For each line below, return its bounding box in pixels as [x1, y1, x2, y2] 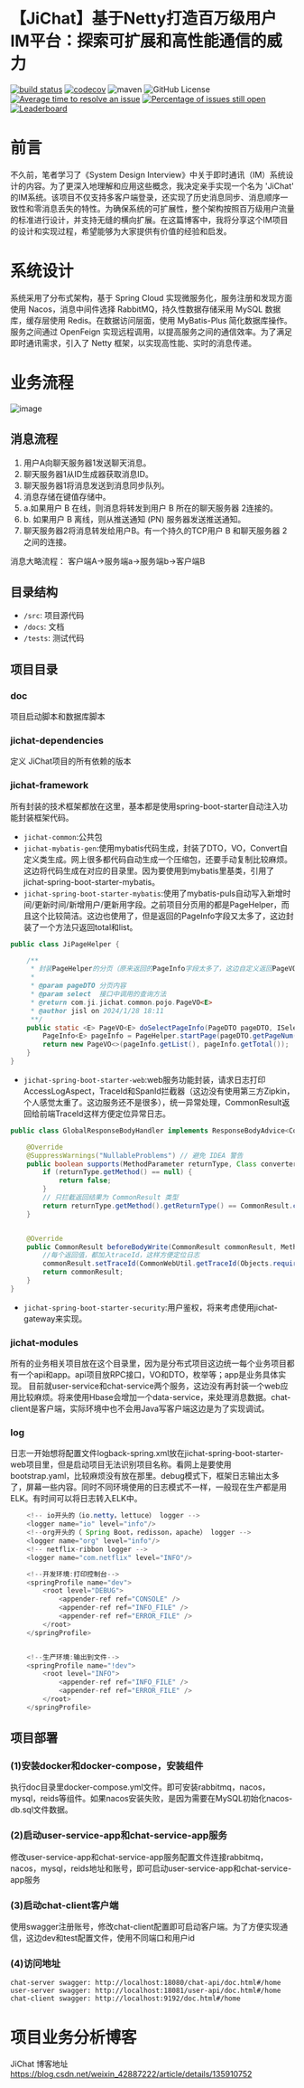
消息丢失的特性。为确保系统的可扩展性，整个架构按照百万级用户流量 [41, 202, 295, 213]
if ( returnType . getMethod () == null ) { [42, 1168, 193, 1177]
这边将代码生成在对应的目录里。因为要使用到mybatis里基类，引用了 [23, 865, 274, 876]
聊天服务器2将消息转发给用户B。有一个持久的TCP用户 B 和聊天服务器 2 [23, 525, 288, 536]
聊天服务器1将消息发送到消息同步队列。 [23, 480, 170, 491]
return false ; [58, 1176, 112, 1185]
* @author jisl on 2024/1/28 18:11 [30, 1006, 165, 1015]
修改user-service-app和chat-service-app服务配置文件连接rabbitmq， [10, 1851, 269, 1862]
